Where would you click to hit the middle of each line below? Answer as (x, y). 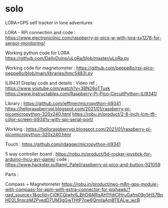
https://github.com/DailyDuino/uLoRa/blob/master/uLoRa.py (67, 58)
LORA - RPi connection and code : (40, 32)
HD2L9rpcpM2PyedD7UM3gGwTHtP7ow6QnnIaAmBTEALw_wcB (73, 200)
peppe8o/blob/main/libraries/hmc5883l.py (49, 73)
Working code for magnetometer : (40, 68)
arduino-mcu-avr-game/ (30, 159)
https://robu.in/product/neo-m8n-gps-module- (110, 184)
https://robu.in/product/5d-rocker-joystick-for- (104, 154)
